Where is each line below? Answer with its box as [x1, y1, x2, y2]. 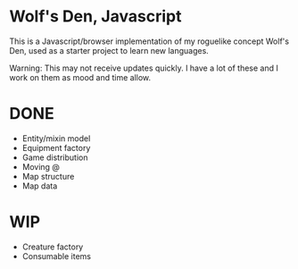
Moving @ [21, 161, 61, 172]
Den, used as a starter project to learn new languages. [9, 45, 210, 55]
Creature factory [21, 241, 84, 252]
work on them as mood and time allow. [9, 71, 152, 82]
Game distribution [21, 152, 88, 163]
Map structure [21, 171, 75, 181]
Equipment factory [21, 142, 91, 153]
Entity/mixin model [21, 132, 91, 144]
